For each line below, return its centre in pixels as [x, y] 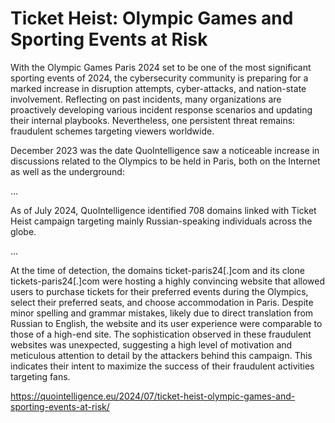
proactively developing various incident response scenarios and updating [161, 109]
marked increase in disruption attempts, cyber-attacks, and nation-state [158, 88]
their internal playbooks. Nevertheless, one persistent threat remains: [153, 120]
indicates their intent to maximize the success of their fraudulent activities [162, 366]
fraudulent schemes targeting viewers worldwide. [112, 131]
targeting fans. [40, 376]
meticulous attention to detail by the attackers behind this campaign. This [161, 355]
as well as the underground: [67, 171]
